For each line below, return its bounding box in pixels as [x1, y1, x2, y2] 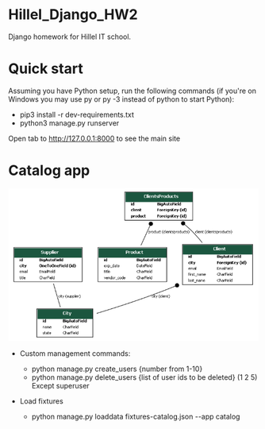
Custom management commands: [19, 348, 131, 358]
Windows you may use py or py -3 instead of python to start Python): [8, 94, 235, 104]
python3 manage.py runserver [19, 118, 120, 128]
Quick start [8, 60, 83, 78]
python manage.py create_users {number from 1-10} [31, 364, 203, 373]
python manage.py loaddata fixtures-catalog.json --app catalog [31, 412, 240, 421]
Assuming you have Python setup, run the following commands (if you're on [8, 86, 256, 95]
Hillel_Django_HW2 [8, 6, 138, 24]
